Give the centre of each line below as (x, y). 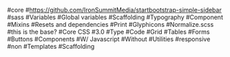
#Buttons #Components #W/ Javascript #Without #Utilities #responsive (109, 39)
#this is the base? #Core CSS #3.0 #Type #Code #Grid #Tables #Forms (108, 32)
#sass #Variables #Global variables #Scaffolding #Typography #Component (115, 17)
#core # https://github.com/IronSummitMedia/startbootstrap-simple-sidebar (114, 10)
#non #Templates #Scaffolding (51, 46)
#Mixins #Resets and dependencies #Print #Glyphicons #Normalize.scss (111, 24)
